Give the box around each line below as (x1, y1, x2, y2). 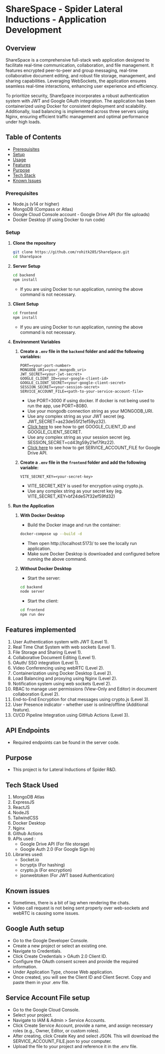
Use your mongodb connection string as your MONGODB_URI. (27, 408, 154, 414)
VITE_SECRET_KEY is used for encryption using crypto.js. (27, 482, 144, 488)
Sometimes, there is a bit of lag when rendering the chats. (12, 900, 130, 906)
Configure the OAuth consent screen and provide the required (12, 958, 138, 964)
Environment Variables (12, 339, 61, 345)
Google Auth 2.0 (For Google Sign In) (20, 846, 95, 852)
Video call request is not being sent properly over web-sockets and (12, 905, 149, 911)
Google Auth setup (5, 925, 64, 933)
